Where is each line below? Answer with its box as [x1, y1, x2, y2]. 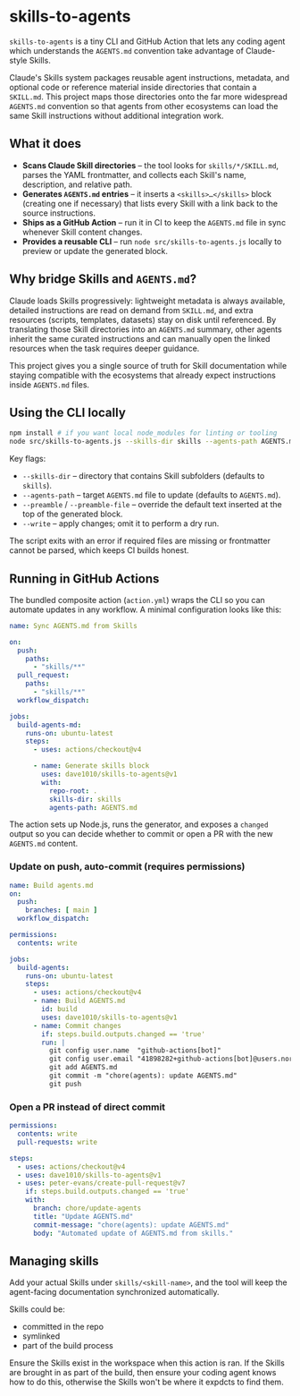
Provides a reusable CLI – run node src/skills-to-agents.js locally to [21, 235, 282, 247]
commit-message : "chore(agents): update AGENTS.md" [32, 1220, 229, 1230]
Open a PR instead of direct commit [9, 1101, 166, 1113]
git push [48, 1079, 82, 1088]
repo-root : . [48, 786, 98, 796]
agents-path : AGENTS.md [48, 803, 138, 812]
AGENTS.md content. [9, 838, 79, 849]
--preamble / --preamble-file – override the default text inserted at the [21, 499, 283, 510]
